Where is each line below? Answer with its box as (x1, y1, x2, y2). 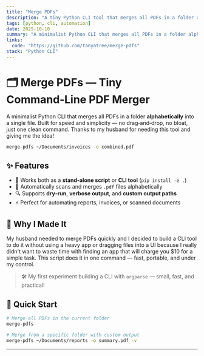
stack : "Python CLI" (6, 49, 59, 55)
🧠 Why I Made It (6, 219, 67, 229)
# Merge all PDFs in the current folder (6, 315, 110, 321)
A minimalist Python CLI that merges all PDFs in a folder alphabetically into (6, 113, 194, 120)
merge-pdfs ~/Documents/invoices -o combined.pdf (6, 144, 135, 150)
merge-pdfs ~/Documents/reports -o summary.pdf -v (6, 337, 137, 343)
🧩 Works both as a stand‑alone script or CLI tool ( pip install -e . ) (15, 176, 187, 184)
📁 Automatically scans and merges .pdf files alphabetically (15, 183, 163, 190)
